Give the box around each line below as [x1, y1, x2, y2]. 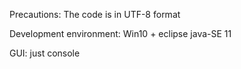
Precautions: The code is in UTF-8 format [9, 9, 181, 20]
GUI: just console [9, 47, 81, 59]
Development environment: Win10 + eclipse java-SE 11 [9, 28, 232, 39]
